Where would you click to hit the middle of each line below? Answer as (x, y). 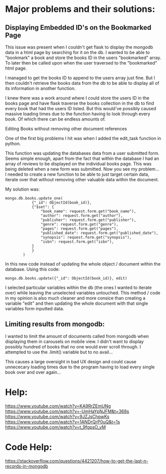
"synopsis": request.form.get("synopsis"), (86, 237)
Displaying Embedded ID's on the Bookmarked (78, 28)
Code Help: (29, 447)
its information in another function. (40, 88)
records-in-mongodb (27, 466)
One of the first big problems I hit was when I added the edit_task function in (83, 138)
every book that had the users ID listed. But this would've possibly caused (81, 108)
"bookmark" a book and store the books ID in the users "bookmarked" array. (83, 58)
